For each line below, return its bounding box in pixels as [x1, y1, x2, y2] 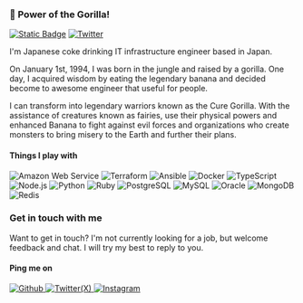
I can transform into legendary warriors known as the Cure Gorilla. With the [9, 100, 290, 111]
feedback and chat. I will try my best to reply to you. [9, 241, 204, 252]
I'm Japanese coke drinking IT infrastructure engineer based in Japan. [9, 46, 273, 57]
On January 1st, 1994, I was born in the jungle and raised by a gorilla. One [9, 63, 284, 75]
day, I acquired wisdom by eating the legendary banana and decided [9, 73, 266, 84]
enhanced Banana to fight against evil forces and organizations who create [9, 119, 290, 130]
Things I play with [9, 149, 78, 161]
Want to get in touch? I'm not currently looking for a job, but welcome [9, 232, 269, 243]
